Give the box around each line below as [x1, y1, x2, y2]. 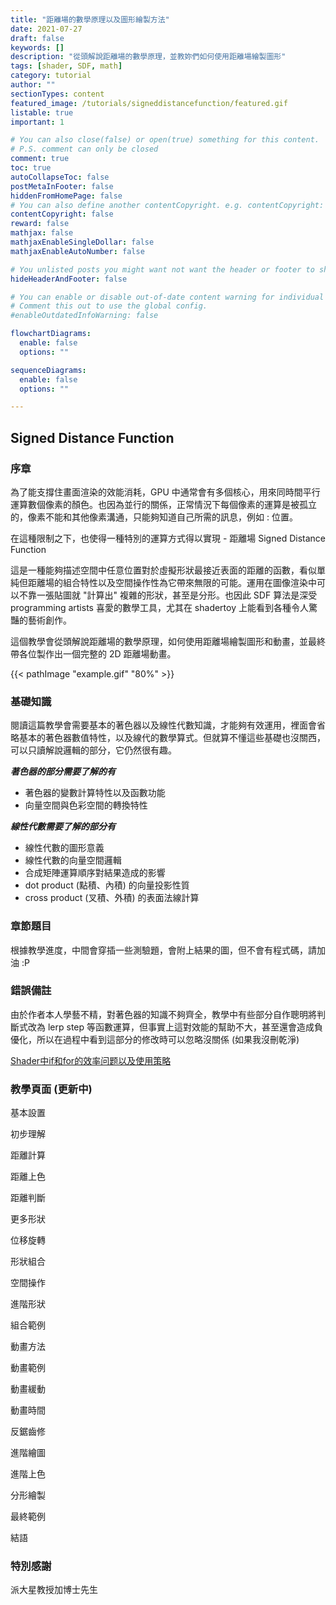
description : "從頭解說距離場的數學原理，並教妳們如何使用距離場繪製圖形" [10, 52, 287, 62]
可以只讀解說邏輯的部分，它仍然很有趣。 [10, 744, 177, 756]
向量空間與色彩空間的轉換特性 [24, 799, 148, 811]
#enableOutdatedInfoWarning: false [10, 311, 159, 321]
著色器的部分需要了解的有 [10, 766, 116, 778]
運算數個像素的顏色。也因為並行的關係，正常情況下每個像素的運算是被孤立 [10, 498, 317, 510]
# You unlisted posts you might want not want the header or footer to [10, 264, 315, 275]
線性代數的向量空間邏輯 [24, 854, 122, 866]
